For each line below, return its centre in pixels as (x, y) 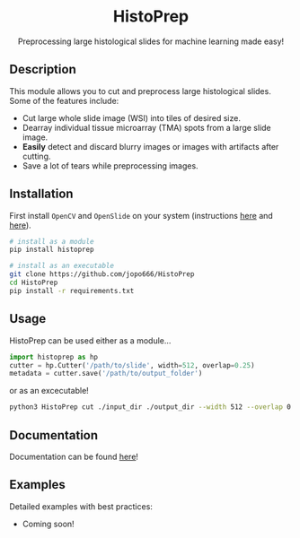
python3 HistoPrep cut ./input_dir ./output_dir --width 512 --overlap (146, 407)
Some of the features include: (64, 100)
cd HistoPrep (34, 283)
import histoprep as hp (54, 357)
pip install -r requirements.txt (72, 291)
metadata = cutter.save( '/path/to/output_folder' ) (106, 374)
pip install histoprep (52, 250)
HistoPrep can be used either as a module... (90, 340)
